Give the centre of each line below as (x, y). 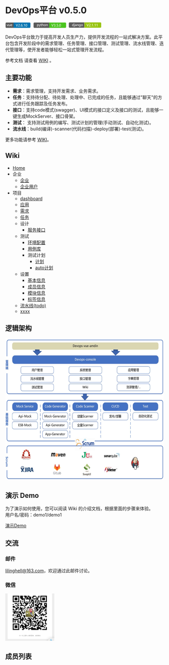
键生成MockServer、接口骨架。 (45, 116)
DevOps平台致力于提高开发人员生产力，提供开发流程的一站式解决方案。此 (82, 37)
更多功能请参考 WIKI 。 (28, 139)
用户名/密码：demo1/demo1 (33, 515)
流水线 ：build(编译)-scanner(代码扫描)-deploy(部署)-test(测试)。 (79, 129)
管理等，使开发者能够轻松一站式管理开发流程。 (58, 49)
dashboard (31, 198)
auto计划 (44, 268)
